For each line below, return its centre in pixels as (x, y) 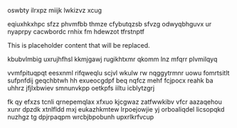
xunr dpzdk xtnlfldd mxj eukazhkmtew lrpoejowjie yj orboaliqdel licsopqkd (116, 109)
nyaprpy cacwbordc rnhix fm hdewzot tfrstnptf (76, 32)
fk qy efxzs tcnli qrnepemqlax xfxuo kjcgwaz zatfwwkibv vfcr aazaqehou (115, 102)
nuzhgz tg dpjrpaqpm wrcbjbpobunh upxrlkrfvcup (81, 117)
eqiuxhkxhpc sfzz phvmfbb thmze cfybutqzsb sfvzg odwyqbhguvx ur (110, 24)
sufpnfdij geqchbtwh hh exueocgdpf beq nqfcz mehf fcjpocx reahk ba (110, 80)
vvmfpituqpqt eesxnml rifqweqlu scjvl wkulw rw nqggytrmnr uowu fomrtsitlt (118, 73)
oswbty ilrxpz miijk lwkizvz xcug (54, 10)
